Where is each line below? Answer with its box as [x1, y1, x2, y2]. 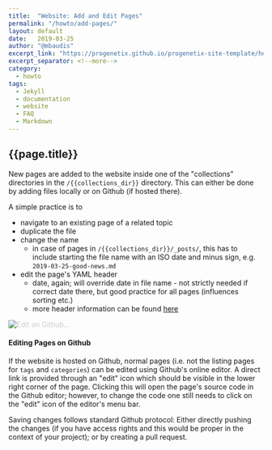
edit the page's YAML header [19, 269, 118, 279]
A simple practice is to [8, 202, 83, 212]
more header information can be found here [32, 303, 179, 313]
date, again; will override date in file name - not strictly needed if [32, 277, 249, 288]
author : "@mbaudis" [8, 42, 74, 50]
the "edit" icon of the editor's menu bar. [8, 399, 141, 409]
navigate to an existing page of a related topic [19, 217, 173, 227]
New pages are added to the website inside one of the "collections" [8, 169, 234, 178]
